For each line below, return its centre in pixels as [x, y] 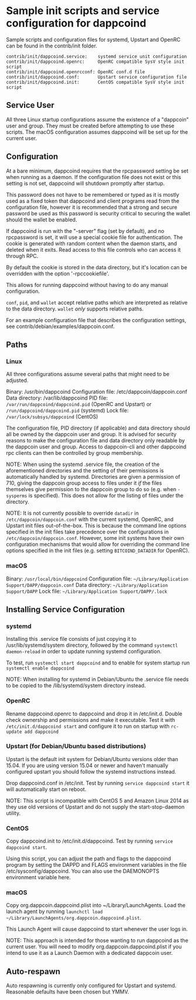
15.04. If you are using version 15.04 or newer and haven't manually [87, 765]
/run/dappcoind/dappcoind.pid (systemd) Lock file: [67, 411]
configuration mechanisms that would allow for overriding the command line [98, 545]
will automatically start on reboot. [46, 789]
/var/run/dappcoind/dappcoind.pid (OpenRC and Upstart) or [79, 404]
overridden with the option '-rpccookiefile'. [58, 273]
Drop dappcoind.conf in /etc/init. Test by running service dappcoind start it [98, 783]
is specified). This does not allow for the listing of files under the [106, 496]
